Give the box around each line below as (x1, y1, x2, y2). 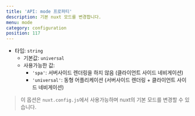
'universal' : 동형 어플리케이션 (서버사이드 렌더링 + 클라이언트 (32, 77, 176, 84)
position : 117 (6, 30, 41, 36)
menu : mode (6, 19, 33, 25)
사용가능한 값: (23, 62, 55, 69)
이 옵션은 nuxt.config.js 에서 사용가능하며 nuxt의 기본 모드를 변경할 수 (20, 96, 183, 103)
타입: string (14, 47, 43, 54)
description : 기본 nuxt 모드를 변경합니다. (6, 14, 101, 20)
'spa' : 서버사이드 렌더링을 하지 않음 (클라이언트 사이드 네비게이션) (32, 69, 183, 76)
